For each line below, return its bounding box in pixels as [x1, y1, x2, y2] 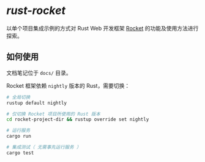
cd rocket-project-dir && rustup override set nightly [6, 116, 149, 122]
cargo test [6, 150, 34, 156]
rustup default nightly [6, 100, 67, 106]
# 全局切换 [6, 94, 31, 100]
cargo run [6, 133, 32, 139]
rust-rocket [6, 4, 66, 18]
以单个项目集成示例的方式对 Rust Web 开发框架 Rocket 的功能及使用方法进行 [6, 24, 199, 32]
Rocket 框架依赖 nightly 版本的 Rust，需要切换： [6, 82, 130, 89]
